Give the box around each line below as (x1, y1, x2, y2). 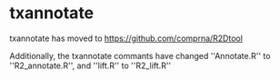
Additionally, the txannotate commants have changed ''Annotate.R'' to (9, 50, 271, 61)
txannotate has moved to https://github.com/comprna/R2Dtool (9, 33, 244, 44)
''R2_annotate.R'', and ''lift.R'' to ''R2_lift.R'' (9, 60, 172, 71)
